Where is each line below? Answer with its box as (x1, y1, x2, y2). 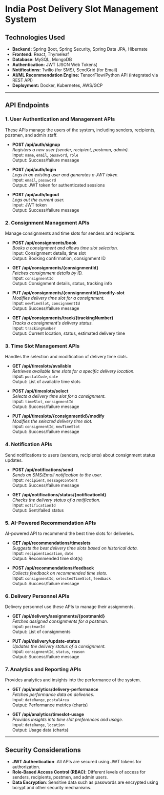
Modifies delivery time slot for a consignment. (12, 295, 105, 301)
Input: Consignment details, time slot (12, 250, 86, 256)
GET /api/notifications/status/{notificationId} (12, 491, 106, 497)
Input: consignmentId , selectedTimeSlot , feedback (12, 575, 111, 581)
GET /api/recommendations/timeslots (12, 540, 91, 546)
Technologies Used (5, 33, 65, 41)
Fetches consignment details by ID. (12, 270, 83, 276)
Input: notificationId (12, 502, 56, 508)
